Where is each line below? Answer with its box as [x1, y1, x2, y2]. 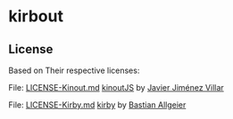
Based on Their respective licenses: [8, 65, 140, 75]
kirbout [8, 6, 64, 27]
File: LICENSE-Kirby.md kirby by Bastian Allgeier [8, 99, 187, 110]
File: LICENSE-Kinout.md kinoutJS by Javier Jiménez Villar [8, 83, 224, 92]
